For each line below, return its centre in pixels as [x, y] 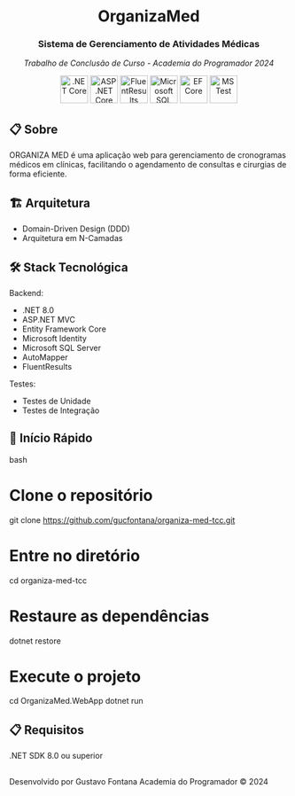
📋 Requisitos [47, 730]
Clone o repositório [81, 495]
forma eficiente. [38, 174]
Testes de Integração [61, 410]
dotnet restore [35, 641]
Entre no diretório [75, 555]
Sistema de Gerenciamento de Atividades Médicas [149, 44]
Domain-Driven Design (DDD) [76, 229]
